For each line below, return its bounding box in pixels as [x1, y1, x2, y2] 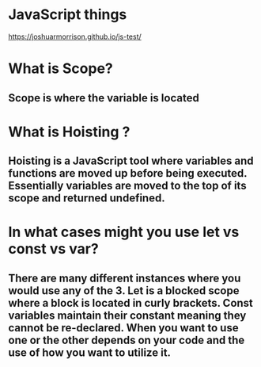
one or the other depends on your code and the [8, 333, 245, 346]
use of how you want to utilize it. [8, 346, 172, 359]
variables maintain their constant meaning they [8, 308, 247, 322]
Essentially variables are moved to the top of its [8, 179, 247, 193]
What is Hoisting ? [8, 123, 130, 140]
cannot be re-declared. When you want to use [8, 321, 239, 335]
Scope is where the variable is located [8, 91, 199, 105]
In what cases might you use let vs [8, 224, 240, 241]
